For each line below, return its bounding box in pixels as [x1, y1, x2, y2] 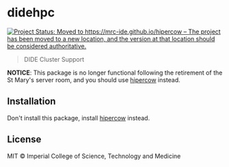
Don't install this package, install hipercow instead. [7, 114, 150, 122]
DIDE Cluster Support [23, 55, 85, 63]
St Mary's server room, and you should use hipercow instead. [7, 75, 181, 83]
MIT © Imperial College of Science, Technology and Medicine [7, 152, 181, 160]
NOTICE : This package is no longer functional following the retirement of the [7, 68, 223, 77]
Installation [7, 96, 56, 107]
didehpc [7, 5, 55, 21]
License [7, 133, 42, 145]
